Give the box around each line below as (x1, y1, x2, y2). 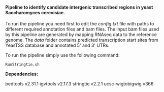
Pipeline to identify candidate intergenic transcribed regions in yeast (5, 4, 153, 10)
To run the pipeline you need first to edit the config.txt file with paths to (5, 21, 154, 27)
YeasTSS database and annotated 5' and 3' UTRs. (5, 42, 110, 48)
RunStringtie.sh (5, 62, 40, 67)
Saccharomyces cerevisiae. (5, 9, 65, 15)
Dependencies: (5, 71, 39, 77)
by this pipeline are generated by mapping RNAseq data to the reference (5, 32, 157, 38)
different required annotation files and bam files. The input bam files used (5, 26, 159, 33)
